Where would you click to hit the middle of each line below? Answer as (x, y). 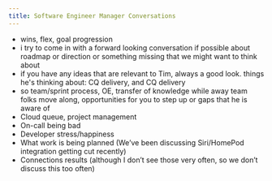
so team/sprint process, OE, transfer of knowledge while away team (134, 91)
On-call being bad (50, 125)
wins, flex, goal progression (67, 39)
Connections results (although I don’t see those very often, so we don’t (139, 160)
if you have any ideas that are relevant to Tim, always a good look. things (142, 73)
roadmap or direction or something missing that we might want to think (138, 56)
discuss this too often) (57, 168)
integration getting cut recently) (73, 151)
